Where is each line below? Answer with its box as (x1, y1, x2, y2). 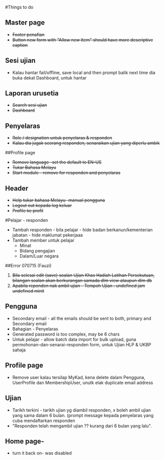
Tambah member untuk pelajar (12, 237, 75, 244)
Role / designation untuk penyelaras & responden (12, 135, 112, 141)
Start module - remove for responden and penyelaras (12, 170, 121, 176)
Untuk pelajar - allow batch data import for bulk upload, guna (12, 336, 136, 342)
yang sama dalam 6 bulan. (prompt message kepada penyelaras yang (12, 412, 154, 418)
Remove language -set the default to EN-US (12, 159, 102, 165)
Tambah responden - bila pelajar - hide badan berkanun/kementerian (12, 227, 153, 233)
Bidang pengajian (19, 248, 55, 254)
